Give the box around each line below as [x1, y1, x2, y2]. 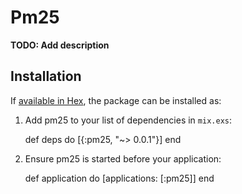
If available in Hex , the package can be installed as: [10, 94, 222, 106]
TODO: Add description [10, 39, 110, 51]
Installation [10, 68, 82, 85]
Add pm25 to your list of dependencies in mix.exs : [24, 114, 233, 126]
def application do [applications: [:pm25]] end [24, 172, 215, 184]
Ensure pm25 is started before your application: [24, 152, 222, 165]
